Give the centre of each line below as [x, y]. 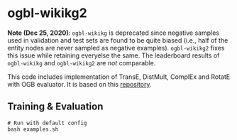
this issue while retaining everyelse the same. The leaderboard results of [114, 55]
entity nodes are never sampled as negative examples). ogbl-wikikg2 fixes [116, 48]
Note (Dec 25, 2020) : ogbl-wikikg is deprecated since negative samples [114, 33]
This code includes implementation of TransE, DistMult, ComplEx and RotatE [119, 77]
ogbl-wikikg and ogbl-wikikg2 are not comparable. [82, 63]
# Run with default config [47, 123]
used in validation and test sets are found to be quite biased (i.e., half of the [118, 40]
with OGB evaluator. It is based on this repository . [79, 84]
